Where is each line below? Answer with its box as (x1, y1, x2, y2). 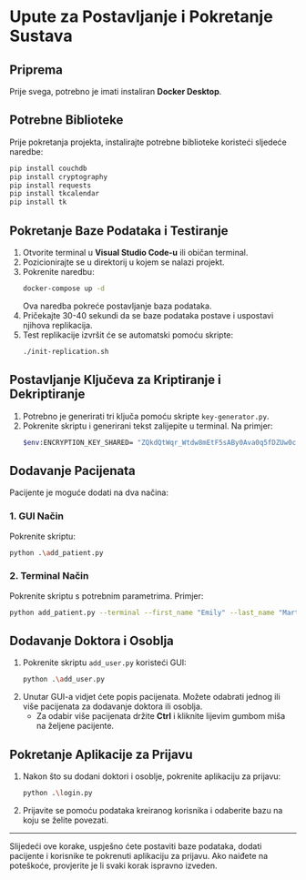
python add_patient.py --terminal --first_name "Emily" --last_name (9, 608, 275, 617)
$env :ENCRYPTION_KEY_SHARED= (22, 438, 134, 447)
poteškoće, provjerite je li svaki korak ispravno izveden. (9, 860, 218, 871)
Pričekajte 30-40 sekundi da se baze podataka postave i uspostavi (22, 309, 274, 320)
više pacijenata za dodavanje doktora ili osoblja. (22, 701, 203, 712)
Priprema (9, 62, 64, 77)
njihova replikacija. (22, 319, 93, 330)
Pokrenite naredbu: (22, 267, 95, 277)
